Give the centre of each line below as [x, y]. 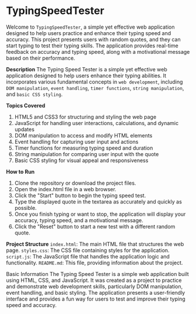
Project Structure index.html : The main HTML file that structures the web [95, 244]
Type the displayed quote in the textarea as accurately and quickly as [98, 201]
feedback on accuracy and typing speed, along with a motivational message [98, 51]
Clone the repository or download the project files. [75, 183]
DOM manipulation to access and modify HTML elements [83, 135]
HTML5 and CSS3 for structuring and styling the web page [85, 117]
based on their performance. [41, 58]
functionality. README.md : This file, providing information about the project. [94, 263]
